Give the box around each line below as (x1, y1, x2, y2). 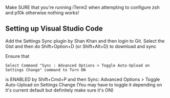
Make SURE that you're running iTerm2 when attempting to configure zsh (5, 5, 160, 10)
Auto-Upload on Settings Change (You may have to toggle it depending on (5, 81, 162, 88)
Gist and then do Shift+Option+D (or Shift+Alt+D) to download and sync (5, 43, 157, 49)
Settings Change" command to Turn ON (5, 67, 86, 73)
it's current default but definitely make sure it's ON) (5, 87, 114, 93)
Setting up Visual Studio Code (5, 24, 103, 33)
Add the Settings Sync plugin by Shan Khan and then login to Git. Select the (5, 38, 165, 44)
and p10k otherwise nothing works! (5, 10, 79, 16)
